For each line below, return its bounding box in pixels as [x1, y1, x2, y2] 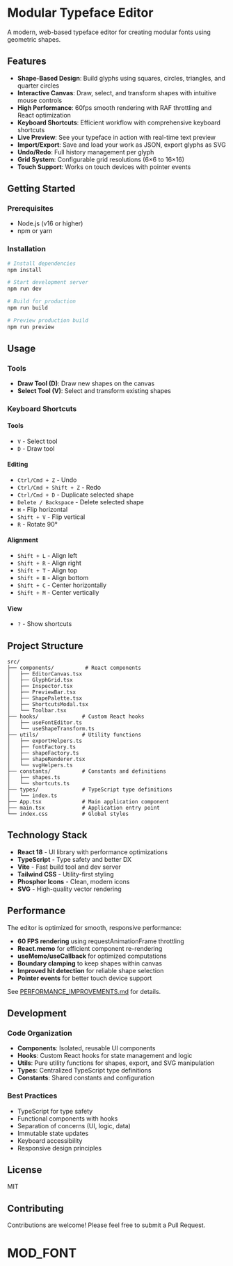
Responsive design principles [17, 1144, 102, 1152]
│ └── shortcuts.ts [7, 780, 70, 787]
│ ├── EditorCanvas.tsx [7, 670, 82, 678]
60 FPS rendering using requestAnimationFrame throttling [17, 937, 184, 945]
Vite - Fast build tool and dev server [17, 863, 122, 871]
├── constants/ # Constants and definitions [7, 767, 167, 775]
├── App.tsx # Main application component [7, 798, 170, 805]
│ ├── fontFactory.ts [7, 743, 77, 751]
